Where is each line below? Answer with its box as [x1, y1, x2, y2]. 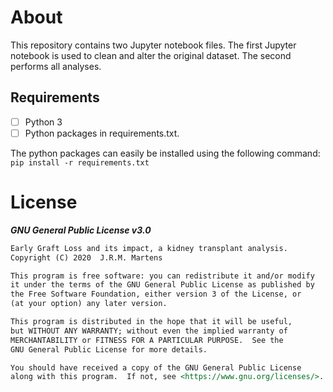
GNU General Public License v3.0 [10, 224, 152, 236]
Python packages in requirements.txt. [24, 127, 180, 139]
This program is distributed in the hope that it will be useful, [10, 317, 293, 327]
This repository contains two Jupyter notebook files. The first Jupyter [10, 39, 297, 51]
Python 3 [24, 116, 63, 128]
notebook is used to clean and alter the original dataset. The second [10, 49, 292, 61]
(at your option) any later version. [10, 299, 168, 309]
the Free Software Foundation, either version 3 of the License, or [10, 289, 302, 300]
